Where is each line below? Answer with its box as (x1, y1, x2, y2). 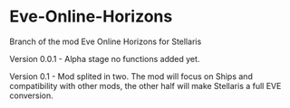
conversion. (9, 90, 53, 101)
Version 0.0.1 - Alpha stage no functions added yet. (9, 53, 200, 64)
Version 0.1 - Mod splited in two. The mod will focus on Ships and (9, 70, 254, 82)
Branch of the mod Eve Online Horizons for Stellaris (9, 36, 202, 47)
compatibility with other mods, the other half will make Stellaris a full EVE (9, 80, 282, 91)
